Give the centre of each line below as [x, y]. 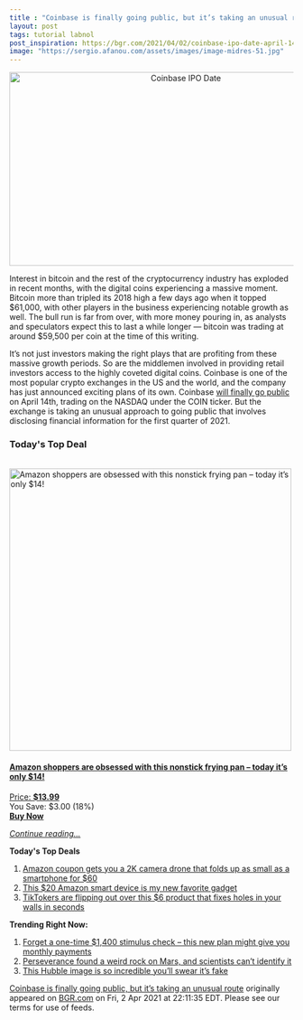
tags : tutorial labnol [52, 34]
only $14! [27, 777]
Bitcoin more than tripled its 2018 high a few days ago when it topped [138, 298]
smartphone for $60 [60, 878]
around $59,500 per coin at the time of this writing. [104, 336]
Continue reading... [45, 833]
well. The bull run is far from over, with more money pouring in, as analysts [148, 317]
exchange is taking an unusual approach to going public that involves [138, 411]
